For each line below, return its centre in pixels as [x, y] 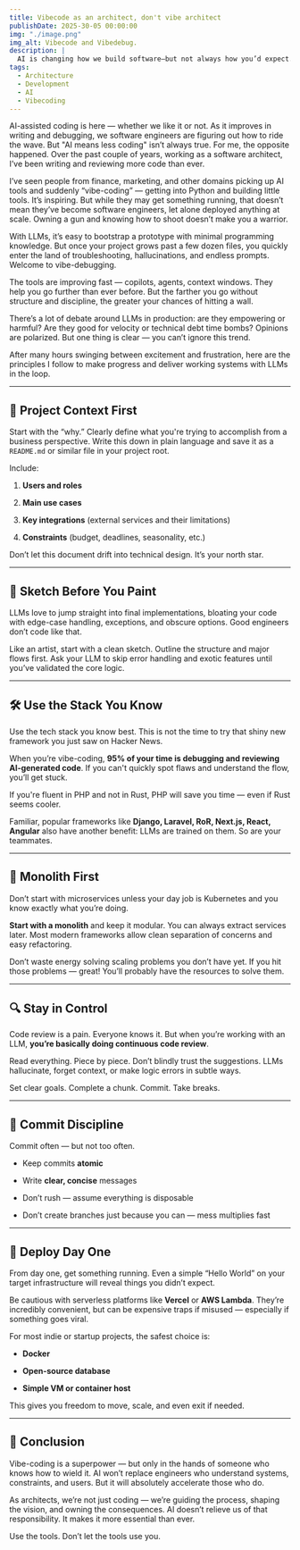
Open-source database [66, 1371]
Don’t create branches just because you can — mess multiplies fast [146, 1215]
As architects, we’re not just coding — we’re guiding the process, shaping [145, 1500]
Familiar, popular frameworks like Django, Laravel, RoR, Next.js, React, [140, 821]
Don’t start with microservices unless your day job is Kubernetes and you [144, 898]
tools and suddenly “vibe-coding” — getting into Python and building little [145, 191]
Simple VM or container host [76, 1388]
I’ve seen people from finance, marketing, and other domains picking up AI [146, 181]
